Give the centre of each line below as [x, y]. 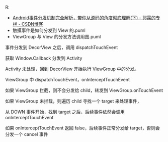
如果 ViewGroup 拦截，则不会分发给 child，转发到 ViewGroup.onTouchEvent [84, 90]
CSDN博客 [32, 24]
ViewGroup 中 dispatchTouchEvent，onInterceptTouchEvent [67, 80]
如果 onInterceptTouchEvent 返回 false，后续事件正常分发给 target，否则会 [82, 128]
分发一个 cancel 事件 [27, 134]
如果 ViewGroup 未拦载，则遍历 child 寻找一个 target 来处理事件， [73, 101]
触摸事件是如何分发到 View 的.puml [49, 30]
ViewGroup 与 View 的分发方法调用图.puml [57, 37]
